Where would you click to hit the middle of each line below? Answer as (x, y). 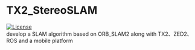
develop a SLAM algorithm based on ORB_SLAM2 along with (82, 34)
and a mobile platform (46, 40)
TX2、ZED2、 (175, 34)
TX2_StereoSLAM (52, 10)
